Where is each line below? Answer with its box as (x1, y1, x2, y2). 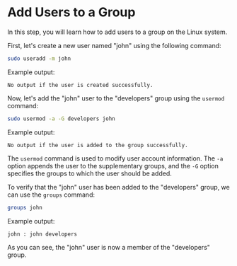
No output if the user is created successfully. (7, 81, 154, 88)
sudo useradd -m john (7, 54, 71, 62)
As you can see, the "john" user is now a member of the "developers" (7, 243, 211, 251)
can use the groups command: (7, 190, 96, 199)
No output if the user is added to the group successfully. (7, 141, 189, 149)
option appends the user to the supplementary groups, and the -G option (7, 161, 219, 170)
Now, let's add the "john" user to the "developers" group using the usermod (7, 93, 225, 103)
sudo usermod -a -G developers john (7, 115, 115, 122)
